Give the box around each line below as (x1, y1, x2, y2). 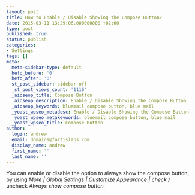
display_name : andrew (11, 142, 66, 148)
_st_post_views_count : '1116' (11, 87, 87, 93)
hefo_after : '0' (11, 75, 52, 81)
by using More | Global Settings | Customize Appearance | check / (6, 176, 170, 183)
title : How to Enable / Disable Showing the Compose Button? (6, 14, 163, 20)
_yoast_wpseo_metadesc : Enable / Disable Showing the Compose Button (11, 109, 189, 115)
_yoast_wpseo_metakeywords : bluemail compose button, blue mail (11, 114, 176, 120)
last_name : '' (11, 153, 47, 159)
